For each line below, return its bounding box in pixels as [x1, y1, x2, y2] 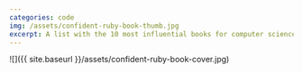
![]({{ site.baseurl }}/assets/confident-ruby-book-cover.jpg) [9, 54, 230, 65]
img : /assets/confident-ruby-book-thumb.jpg [9, 21, 179, 30]
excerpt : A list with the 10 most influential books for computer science [9, 29, 297, 38]
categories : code [9, 12, 75, 22]
